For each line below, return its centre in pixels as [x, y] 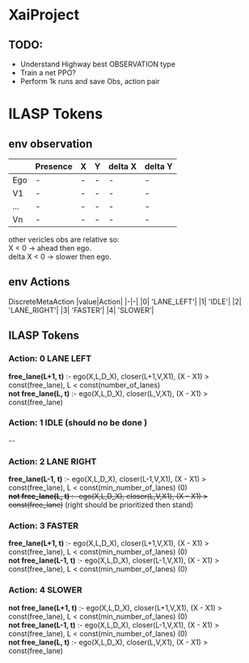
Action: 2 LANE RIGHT [53, 461]
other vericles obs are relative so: [64, 239]
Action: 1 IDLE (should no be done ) [78, 423]
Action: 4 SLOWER [45, 590]
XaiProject [44, 15]
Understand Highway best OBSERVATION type [98, 64]
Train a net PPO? [48, 73]
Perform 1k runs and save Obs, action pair [90, 81]
